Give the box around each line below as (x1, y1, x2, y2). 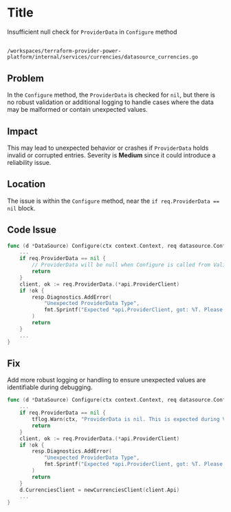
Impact (7, 126, 38, 137)
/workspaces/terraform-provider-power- (7, 48, 122, 55)
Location (7, 178, 46, 190)
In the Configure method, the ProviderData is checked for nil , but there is (7, 91, 215, 99)
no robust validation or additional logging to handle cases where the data (7, 98, 214, 106)
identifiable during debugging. (7, 383, 93, 391)
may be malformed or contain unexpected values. (7, 106, 148, 114)
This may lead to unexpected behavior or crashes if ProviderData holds (7, 144, 209, 152)
